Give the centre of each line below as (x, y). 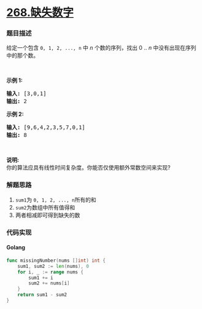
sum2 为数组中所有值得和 (45, 207)
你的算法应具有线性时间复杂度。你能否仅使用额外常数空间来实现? (88, 168)
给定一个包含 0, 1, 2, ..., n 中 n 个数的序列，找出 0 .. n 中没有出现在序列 (101, 48)
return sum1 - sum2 (42, 295)
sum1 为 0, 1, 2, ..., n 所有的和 (56, 200)
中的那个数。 (22, 55)
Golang (16, 248)
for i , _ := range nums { (51, 272)
